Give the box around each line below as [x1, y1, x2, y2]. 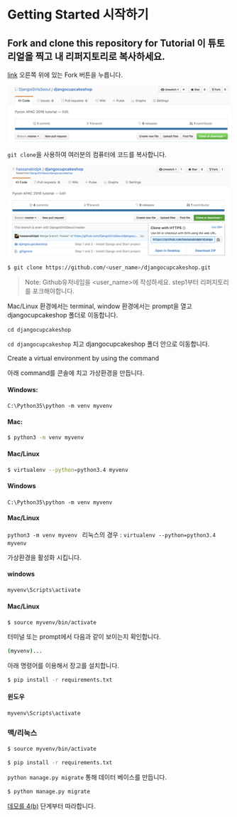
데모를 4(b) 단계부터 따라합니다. [7, 801, 96, 810]
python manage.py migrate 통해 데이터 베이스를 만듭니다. [7, 773, 167, 781]
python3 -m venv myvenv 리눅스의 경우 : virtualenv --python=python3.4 [7, 530, 216, 539]
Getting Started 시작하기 [7, 6, 149, 23]
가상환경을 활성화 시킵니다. [7, 553, 82, 562]
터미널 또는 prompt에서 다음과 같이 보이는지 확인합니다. [7, 633, 161, 641]
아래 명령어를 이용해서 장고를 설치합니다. [7, 661, 119, 670]
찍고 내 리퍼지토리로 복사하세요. [35, 51, 165, 63]
